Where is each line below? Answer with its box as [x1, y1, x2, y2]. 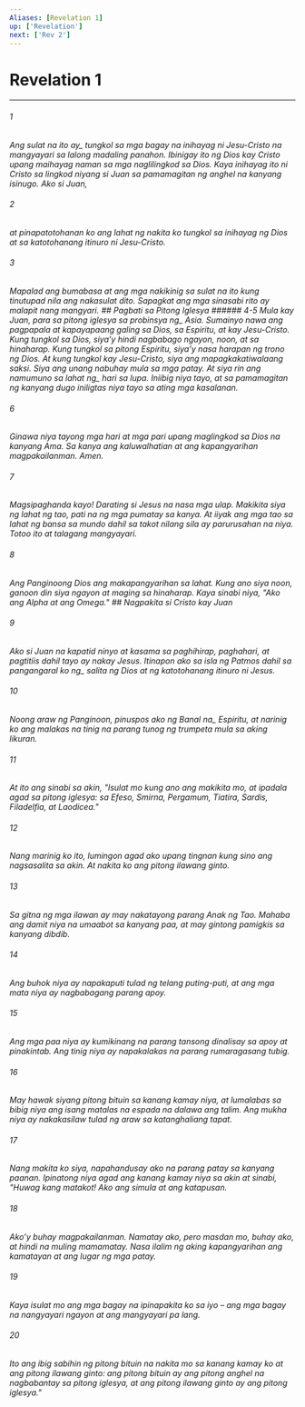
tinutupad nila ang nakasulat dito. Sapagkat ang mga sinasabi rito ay [9, 294, 270, 305]
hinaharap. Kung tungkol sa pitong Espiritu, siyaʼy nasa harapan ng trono [9, 343, 285, 354]
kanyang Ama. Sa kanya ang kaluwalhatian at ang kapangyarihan [9, 441, 259, 452]
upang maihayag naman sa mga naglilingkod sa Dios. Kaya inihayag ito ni [9, 158, 289, 169]
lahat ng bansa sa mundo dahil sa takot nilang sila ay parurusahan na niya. [9, 519, 294, 530]
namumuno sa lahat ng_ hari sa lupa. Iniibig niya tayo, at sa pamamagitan [9, 372, 289, 383]
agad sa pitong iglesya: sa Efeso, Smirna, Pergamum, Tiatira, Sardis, [9, 792, 269, 803]
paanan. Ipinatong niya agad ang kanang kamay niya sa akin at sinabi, [9, 1172, 278, 1183]
